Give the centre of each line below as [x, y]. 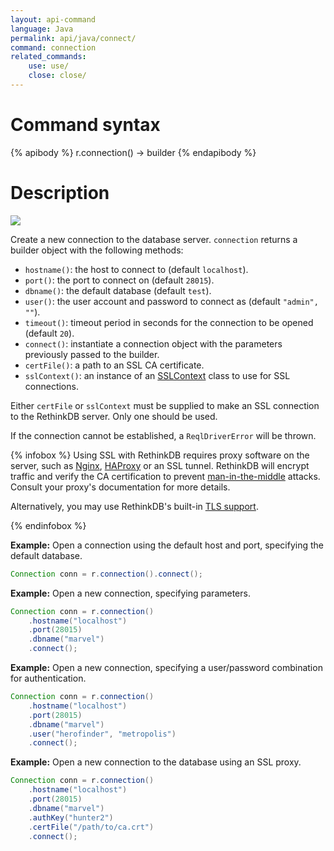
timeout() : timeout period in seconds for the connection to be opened [169, 322]
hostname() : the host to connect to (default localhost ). [136, 269]
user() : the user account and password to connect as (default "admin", [171, 301]
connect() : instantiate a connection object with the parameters [153, 343]
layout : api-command [53, 19]
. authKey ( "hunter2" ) [71, 817]
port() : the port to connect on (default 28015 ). [119, 280]
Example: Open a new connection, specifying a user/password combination [166, 667]
